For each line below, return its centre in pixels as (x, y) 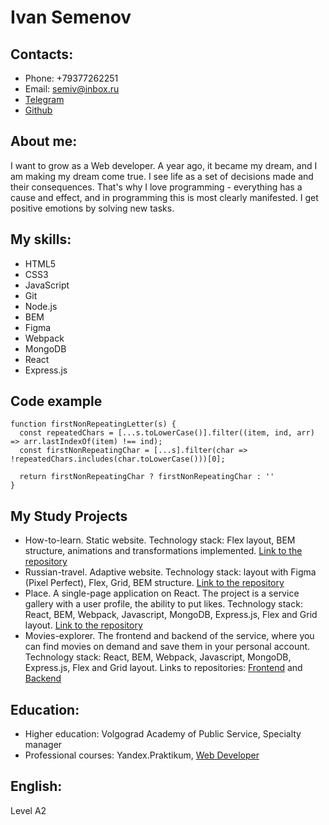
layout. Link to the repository (83, 625)
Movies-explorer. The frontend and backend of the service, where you (169, 636)
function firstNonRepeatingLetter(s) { (93, 424)
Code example (56, 401)
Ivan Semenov (71, 17)
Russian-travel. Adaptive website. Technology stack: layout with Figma (170, 572)
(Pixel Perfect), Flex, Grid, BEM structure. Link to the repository (154, 583)
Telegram (44, 99)
